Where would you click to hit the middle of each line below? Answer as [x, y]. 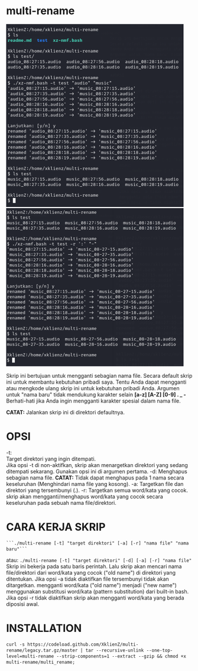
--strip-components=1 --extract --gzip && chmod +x [121, 657]
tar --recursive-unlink [115, 651]
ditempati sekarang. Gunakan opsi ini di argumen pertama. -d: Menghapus [97, 472]
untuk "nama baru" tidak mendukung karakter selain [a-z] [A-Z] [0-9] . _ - [96, 395]
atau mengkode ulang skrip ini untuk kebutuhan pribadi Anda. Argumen [93, 388]
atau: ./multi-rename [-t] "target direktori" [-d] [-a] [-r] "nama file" [99, 560]
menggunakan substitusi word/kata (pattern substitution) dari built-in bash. [98, 592]
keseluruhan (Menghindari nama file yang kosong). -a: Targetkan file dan [95, 484]
